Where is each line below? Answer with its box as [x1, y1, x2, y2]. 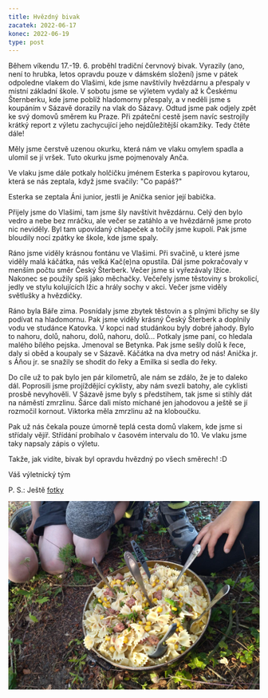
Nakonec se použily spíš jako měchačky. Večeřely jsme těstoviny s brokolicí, [8, 274, 259, 283]
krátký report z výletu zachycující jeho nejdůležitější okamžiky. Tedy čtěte [8, 120, 250, 130]
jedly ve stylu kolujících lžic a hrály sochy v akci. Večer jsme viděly [8, 282, 227, 292]
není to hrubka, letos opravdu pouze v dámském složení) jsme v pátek [8, 69, 238, 79]
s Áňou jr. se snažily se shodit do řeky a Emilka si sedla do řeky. [8, 357, 218, 367]
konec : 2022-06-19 [8, 30, 69, 37]
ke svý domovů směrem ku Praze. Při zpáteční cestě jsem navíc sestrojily [8, 112, 250, 121]
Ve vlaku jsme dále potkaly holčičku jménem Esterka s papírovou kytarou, [8, 168, 250, 178]
